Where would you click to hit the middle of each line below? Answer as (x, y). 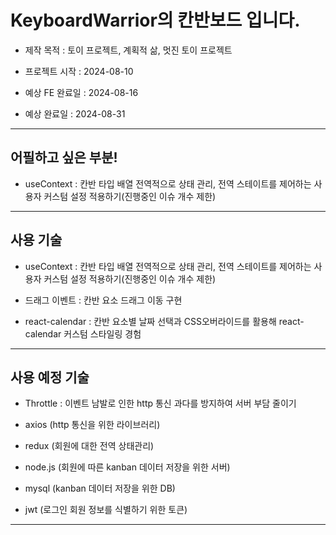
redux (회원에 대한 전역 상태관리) (89, 446)
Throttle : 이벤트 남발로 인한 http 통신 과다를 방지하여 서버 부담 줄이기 (160, 403)
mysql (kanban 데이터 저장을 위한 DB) (100, 488)
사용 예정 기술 (50, 377)
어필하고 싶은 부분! (64, 157)
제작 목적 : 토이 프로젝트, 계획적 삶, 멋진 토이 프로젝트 (128, 50)
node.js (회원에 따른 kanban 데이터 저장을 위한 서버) (127, 467)
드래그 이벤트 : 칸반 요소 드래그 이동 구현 (103, 300)
